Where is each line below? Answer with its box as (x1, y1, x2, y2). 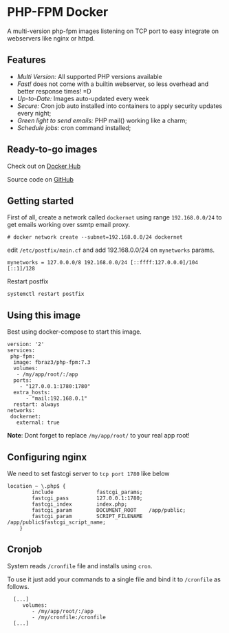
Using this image (7, 309, 81, 321)
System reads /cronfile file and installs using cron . (7, 561, 153, 570)
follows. (7, 582, 30, 590)
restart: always (13, 401, 60, 408)
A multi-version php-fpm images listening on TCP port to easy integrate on (7, 27, 219, 35)
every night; (17, 109, 52, 117)
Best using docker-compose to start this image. (7, 328, 142, 336)
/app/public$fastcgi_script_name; (7, 519, 107, 526)
